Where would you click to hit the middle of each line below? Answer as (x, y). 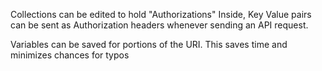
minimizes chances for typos (70, 55)
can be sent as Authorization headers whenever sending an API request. (159, 25)
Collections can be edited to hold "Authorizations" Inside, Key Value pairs (161, 14)
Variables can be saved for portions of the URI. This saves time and (149, 44)
